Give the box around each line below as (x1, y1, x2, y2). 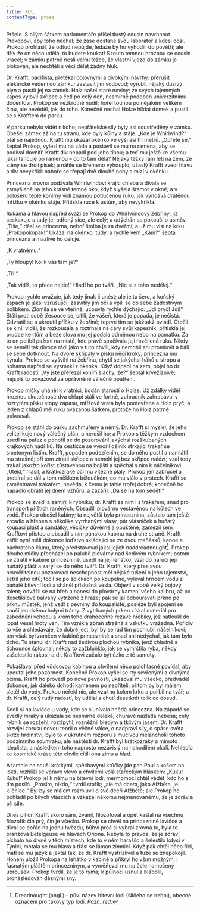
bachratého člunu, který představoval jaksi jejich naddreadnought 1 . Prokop (6, 543, 189, 551)
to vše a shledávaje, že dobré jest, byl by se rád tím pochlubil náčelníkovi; (6, 626, 186, 633)
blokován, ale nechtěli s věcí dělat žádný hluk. (6, 62, 119, 69)
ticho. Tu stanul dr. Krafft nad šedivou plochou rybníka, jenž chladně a (6, 639, 178, 646)
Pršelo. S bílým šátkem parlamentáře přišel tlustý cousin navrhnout (6, 30, 171, 38)
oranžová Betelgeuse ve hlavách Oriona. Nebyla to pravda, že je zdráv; (6, 831, 180, 838)
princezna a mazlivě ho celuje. (6, 235, 81, 242)
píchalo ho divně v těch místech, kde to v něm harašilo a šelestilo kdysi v (6, 837, 185, 844)
